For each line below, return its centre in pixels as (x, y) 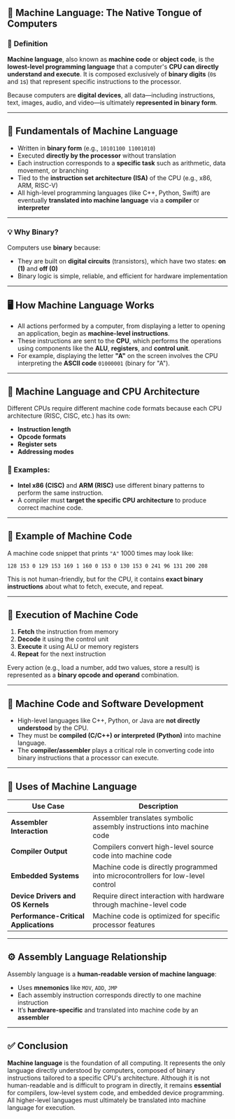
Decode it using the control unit (63, 639)
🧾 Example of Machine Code (70, 536)
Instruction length (44, 430)
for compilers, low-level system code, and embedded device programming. (116, 1092)
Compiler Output (39, 851)
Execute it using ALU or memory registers (78, 647)
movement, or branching (53, 170)
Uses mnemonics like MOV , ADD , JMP (67, 987)
